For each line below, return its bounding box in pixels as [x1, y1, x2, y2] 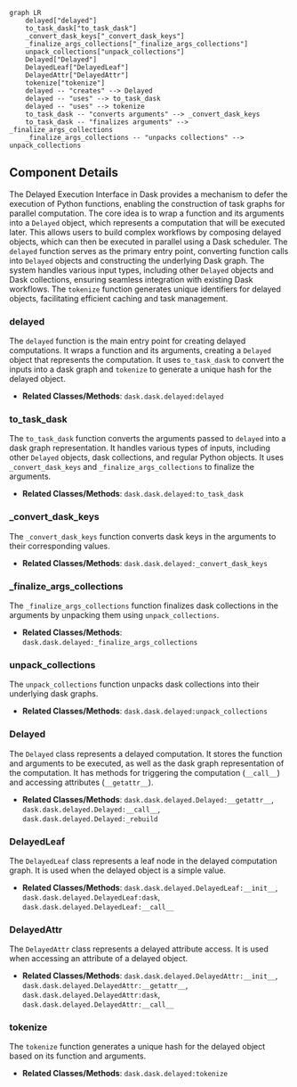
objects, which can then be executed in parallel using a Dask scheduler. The [9, 236, 288, 247]
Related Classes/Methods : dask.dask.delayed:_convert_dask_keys [21, 557, 269, 568]
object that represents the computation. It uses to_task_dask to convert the [9, 355, 285, 366]
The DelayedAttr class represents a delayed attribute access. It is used [9, 943, 269, 954]
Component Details [9, 165, 118, 180]
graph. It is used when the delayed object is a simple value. [9, 865, 227, 876]
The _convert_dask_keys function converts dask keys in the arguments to [9, 531, 277, 541]
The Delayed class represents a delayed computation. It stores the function [9, 748, 283, 759]
